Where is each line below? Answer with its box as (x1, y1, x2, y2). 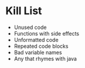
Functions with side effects (13, 30, 80, 37)
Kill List (5, 4, 42, 18)
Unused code (13, 24, 47, 31)
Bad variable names (13, 48, 62, 56)
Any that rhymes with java (13, 55, 77, 62)
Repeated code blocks (13, 43, 69, 50)
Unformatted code (13, 36, 59, 43)
